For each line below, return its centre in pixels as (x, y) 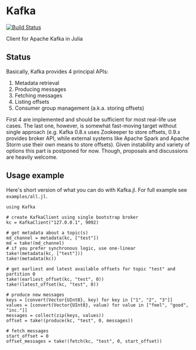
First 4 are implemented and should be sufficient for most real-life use (91, 119)
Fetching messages (38, 95)
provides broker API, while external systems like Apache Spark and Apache (98, 138)
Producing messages (40, 89)
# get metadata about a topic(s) (47, 233)
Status (19, 57)
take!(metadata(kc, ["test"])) (45, 253)
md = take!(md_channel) (35, 243)
